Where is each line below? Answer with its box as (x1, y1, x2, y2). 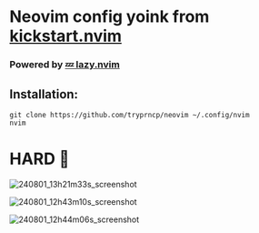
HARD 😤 (9, 148, 70, 169)
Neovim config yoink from (9, 6, 210, 27)
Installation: (9, 86, 79, 102)
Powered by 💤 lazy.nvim (9, 58, 120, 71)
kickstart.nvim (9, 25, 123, 46)
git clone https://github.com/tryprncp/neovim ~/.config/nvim (9, 110, 250, 119)
